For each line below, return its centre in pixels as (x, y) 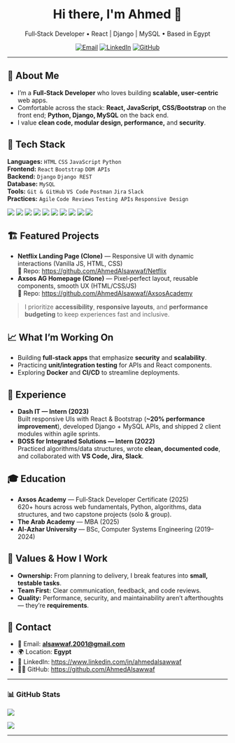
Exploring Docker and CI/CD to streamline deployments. (98, 373)
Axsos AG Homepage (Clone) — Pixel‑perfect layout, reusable (108, 279)
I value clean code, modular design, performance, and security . (112, 123)
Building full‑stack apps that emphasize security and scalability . (112, 358)
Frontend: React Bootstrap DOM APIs (59, 169)
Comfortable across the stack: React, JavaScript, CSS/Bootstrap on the (122, 107)
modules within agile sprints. (58, 434)
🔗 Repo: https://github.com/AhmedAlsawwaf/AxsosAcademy (105, 293)
